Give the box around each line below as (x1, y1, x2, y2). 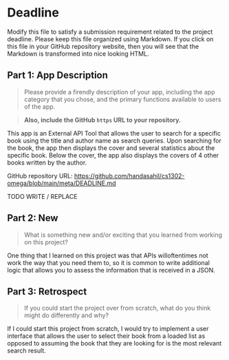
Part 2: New (7, 212, 58, 224)
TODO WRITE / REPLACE (7, 192, 78, 200)
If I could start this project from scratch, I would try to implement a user (7, 325, 209, 333)
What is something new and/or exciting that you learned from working (23, 231, 222, 239)
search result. (7, 346, 46, 355)
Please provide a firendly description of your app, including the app (23, 87, 215, 96)
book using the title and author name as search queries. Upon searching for (7, 136, 221, 145)
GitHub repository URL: (7, 171, 74, 180)
